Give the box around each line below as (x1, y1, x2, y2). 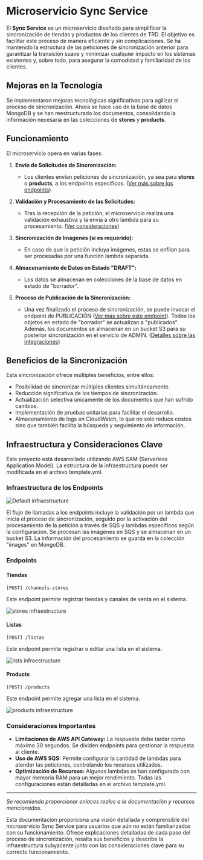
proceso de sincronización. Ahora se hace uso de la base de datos (6, 103, 172, 110)
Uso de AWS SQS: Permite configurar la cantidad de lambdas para (14, 755, 181, 762)
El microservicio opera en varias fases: (6, 150, 103, 157)
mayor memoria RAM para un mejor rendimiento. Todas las (14, 774, 162, 781)
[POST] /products (6, 684, 50, 690)
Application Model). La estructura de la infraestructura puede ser (6, 462, 168, 469)
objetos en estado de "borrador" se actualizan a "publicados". (24, 318, 179, 325)
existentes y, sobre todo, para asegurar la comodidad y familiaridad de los (6, 56, 191, 64)
